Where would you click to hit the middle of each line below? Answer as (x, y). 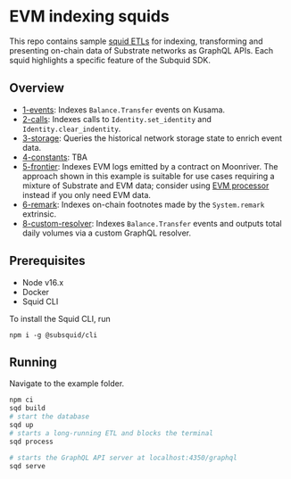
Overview (37, 88)
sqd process (31, 442)
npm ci (21, 400)
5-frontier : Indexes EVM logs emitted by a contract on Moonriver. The (150, 166)
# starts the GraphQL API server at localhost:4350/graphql (124, 458)
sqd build (28, 409)
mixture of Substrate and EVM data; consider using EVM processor (145, 186)
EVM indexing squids (89, 17)
